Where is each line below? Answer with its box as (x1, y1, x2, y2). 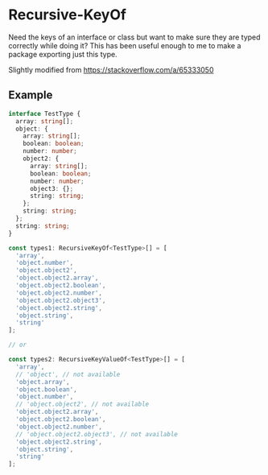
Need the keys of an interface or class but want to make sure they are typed (8, 32, 261, 42)
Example (8, 89, 53, 102)
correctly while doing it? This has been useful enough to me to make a (8, 40, 241, 50)
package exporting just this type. (8, 49, 118, 59)
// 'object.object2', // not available (15, 400, 150, 408)
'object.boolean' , (15, 385, 78, 394)
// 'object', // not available (15, 370, 121, 378)
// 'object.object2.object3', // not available (15, 430, 179, 438)
